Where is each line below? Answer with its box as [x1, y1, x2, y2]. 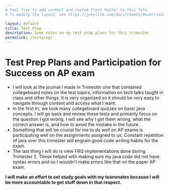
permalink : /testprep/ [5, 35, 53, 40]
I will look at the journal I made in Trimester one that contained [12, 84, 142, 90]
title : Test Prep [5, 26, 42, 31]
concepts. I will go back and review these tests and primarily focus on [12, 111, 157, 117]
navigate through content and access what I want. [12, 100, 117, 106]
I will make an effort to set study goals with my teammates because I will [5, 174, 159, 180]
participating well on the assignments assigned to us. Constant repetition [12, 132, 164, 138]
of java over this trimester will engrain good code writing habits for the [12, 137, 158, 143]
